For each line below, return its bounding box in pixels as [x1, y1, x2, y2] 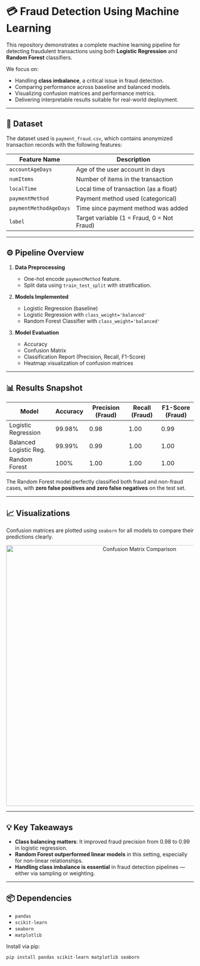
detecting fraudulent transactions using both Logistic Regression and [6, 47, 177, 54]
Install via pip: [6, 943, 40, 950]
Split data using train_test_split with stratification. [23, 281, 152, 289]
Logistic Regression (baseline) [23, 305, 98, 312]
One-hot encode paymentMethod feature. [23, 275, 121, 282]
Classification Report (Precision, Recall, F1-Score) [23, 353, 146, 360]
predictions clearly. [6, 533, 54, 540]
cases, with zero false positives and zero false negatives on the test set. [6, 484, 186, 492]
